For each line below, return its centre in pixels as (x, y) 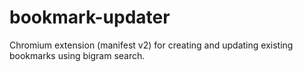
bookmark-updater (90, 17)
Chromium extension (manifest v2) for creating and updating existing (151, 45)
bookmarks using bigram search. (77, 55)
